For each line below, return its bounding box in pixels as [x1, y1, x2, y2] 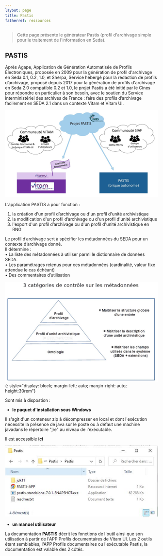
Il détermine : [5, 246, 32, 252]
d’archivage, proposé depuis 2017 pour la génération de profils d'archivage [5, 80, 155, 86]
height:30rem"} [5, 388, 36, 394]
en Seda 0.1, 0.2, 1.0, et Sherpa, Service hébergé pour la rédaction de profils [5, 74, 157, 80]
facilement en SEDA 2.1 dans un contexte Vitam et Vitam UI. [5, 100, 124, 107]
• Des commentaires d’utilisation [5, 272, 70, 278]
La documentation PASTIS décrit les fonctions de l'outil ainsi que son [5, 531, 143, 537]
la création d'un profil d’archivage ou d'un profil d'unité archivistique [12, 211, 149, 217]
